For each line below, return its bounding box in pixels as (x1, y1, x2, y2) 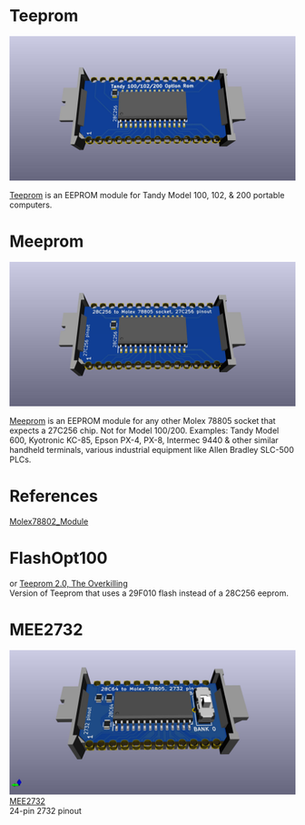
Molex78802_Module (9, 516, 89, 527)
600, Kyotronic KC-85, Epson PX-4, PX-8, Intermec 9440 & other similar (9, 434, 279, 446)
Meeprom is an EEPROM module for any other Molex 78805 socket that (9, 415, 276, 426)
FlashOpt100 (9, 548, 108, 568)
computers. (9, 199, 53, 210)
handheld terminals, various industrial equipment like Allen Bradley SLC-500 (9, 444, 295, 455)
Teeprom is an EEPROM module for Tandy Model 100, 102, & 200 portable (9, 189, 285, 200)
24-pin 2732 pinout (9, 805, 82, 816)
